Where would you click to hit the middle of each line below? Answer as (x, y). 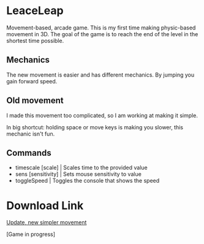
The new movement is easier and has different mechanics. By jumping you (100, 75)
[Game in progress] (31, 234)
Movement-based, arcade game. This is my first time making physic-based (101, 28)
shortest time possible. (35, 40)
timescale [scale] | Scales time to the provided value (81, 168)
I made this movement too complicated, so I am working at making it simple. (102, 115)
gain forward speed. (32, 81)
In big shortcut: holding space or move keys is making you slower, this (95, 127)
